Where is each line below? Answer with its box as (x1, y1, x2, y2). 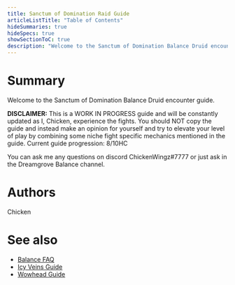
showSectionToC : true (7, 36, 71, 43)
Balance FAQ (17, 255, 55, 263)
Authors (7, 184, 56, 200)
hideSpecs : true (7, 29, 55, 37)
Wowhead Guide (17, 270, 66, 278)
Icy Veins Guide (17, 263, 63, 271)
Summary (7, 73, 65, 89)
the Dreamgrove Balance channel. (7, 160, 105, 168)
